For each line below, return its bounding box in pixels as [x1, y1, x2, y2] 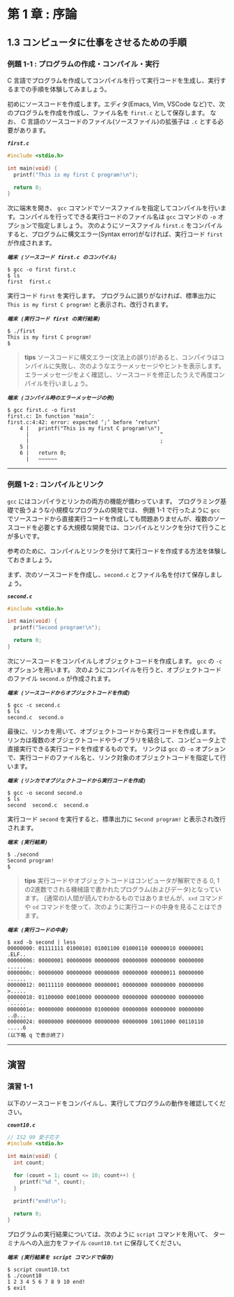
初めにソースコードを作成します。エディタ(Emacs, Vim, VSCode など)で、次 [7, 99, 225, 108]
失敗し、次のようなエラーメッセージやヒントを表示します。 [54, 362, 225, 370]
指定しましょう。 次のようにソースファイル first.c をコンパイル [37, 221, 223, 230]
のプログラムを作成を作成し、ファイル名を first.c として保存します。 [7, 108, 209, 117]
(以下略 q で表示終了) [7, 1032, 65, 1039]
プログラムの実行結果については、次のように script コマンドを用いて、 [7, 1230, 212, 1238]
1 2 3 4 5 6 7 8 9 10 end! [7, 1279, 86, 1286]
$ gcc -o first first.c [7, 266, 77, 273]
